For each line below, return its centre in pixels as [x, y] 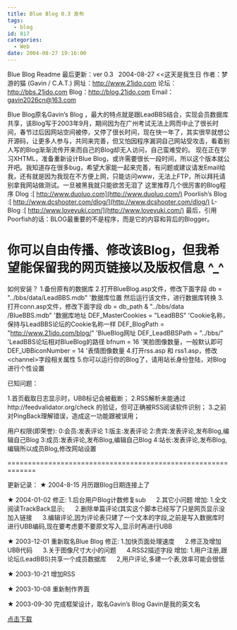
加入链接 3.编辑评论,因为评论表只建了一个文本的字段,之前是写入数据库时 [116, 517]
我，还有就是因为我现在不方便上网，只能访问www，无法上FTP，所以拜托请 [116, 176]
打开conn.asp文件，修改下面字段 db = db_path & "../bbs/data [96, 306]
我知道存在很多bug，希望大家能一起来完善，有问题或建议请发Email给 [126, 167]
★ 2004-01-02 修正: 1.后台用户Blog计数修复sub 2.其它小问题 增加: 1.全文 [117, 499]
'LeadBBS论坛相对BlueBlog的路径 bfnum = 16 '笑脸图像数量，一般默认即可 [115, 341]
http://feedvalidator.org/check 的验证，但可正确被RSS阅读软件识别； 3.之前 [117, 407]
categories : [25, 40]
